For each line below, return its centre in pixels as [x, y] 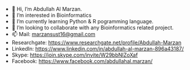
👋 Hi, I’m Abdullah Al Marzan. [47, 9]
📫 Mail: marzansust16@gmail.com [53, 34]
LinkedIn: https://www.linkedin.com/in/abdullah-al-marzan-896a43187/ [98, 49]
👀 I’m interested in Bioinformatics [52, 15]
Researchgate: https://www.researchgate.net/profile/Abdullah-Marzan [96, 43]
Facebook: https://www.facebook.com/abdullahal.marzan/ [82, 61]
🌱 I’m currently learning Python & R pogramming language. [82, 21]
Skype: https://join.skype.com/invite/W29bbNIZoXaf [74, 55]
